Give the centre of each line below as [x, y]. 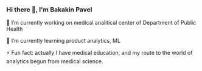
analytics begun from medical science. [55, 61]
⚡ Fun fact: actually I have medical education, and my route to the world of [99, 53]
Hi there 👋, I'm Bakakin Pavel [49, 10]
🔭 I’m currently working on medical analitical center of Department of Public [101, 23]
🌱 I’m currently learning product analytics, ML [63, 41]
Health [15, 29]
